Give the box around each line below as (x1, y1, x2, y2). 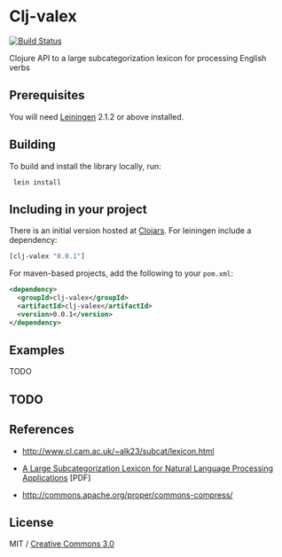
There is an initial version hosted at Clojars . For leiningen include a (9, 225, 252, 236)
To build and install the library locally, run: (9, 161, 161, 171)
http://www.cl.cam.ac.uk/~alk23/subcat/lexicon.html (21, 445, 215, 456)
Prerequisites (9, 88, 85, 103)
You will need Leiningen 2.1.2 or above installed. (9, 111, 184, 122)
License (9, 515, 54, 530)
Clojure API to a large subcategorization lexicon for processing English (9, 52, 267, 63)
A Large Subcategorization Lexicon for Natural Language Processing (21, 463, 273, 474)
